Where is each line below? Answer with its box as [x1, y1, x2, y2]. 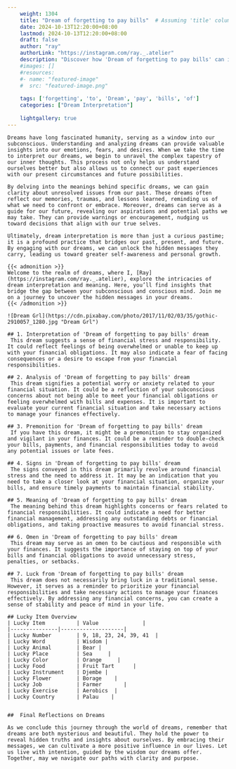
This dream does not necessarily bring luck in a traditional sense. [10, 577, 218, 584]
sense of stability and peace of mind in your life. [7, 601, 165, 608]
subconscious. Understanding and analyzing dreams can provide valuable [7, 140, 225, 147]
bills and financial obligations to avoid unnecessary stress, [7, 552, 197, 559]
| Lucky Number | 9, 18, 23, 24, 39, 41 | [7, 631, 159, 639]
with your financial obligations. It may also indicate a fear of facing [7, 349, 228, 356]
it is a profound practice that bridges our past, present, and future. [7, 238, 225, 246]
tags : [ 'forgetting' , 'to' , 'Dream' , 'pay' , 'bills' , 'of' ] [20, 96, 199, 103]
